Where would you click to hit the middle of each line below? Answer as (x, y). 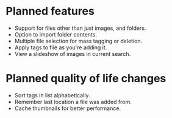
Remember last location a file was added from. (73, 102)
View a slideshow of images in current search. (73, 54)
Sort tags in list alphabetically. (52, 95)
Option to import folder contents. (56, 34)
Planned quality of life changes (86, 79)
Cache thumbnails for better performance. (68, 108)
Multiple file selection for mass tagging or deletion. (78, 41)
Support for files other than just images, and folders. (80, 28)
